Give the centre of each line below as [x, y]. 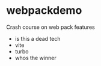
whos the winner [36, 58]
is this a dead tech [38, 38]
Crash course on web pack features [50, 27]
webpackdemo [44, 10]
